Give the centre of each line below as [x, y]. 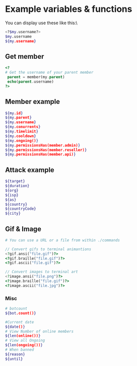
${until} [14, 359]
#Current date [20, 322]
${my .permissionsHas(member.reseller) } [46, 150]
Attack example [30, 170]
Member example [33, 102]
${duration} [17, 186]
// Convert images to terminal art [42, 272]
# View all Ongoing [25, 341]
